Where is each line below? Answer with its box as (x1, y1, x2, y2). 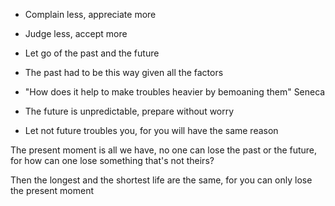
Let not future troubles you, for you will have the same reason (24, 125, 279, 136)
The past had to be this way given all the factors (24, 67, 224, 78)
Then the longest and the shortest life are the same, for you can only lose (10, 174, 313, 186)
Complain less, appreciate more (24, 9, 157, 20)
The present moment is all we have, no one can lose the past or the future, (10, 144, 318, 156)
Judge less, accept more (24, 28, 128, 39)
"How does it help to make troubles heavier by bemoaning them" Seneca (24, 86, 326, 98)
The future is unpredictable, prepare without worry (24, 105, 235, 117)
